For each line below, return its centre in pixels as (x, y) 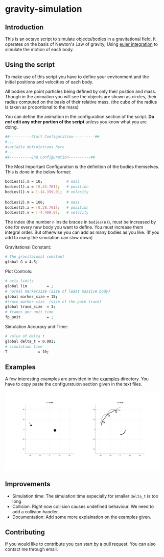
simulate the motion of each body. (40, 49)
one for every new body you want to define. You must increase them (74, 227)
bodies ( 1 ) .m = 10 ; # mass (42, 182)
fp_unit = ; (29, 317)
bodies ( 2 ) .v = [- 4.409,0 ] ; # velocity (47, 213)
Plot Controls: (19, 272)
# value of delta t (25, 336)
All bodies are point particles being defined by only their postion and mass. (81, 91)
